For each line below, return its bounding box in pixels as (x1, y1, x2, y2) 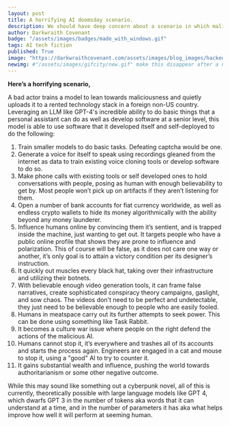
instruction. (17, 259, 50, 267)
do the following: (8, 129, 55, 138)
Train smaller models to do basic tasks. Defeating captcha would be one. (17, 142, 222, 151)
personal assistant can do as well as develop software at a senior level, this (8, 114, 219, 123)
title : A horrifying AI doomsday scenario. (8, 16, 134, 23)
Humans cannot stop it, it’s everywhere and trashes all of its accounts (17, 339, 214, 347)
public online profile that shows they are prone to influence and (17, 237, 197, 245)
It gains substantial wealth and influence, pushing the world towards (17, 361, 210, 369)
